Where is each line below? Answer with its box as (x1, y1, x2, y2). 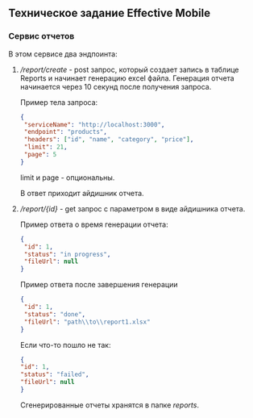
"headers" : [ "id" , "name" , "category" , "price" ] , (23, 136, 194, 144)
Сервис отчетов (8, 31, 75, 42)
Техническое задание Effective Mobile (8, 6, 211, 20)
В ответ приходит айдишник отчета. (19, 188, 144, 198)
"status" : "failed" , (19, 370, 89, 378)
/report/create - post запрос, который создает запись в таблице (19, 65, 239, 74)
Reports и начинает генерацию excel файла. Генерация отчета (19, 73, 235, 83)
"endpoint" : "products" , (23, 128, 107, 136)
